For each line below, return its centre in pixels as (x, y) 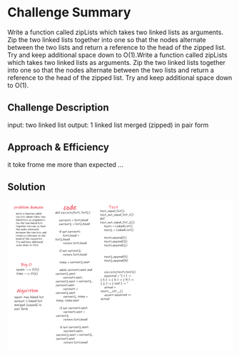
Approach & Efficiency (58, 147)
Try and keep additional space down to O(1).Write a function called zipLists (117, 55)
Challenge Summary (69, 12)
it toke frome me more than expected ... (65, 164)
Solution (26, 187)
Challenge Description (58, 108)
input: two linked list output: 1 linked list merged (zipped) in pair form (108, 125)
